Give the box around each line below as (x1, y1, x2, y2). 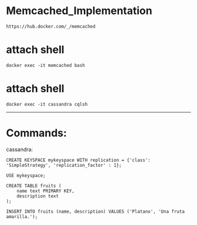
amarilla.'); (6, 213, 38, 220)
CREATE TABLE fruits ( (6, 183, 62, 189)
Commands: (6, 126, 67, 139)
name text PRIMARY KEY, (16, 188, 75, 194)
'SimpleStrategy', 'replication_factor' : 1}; (6, 162, 122, 168)
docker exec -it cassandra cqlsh (6, 101, 88, 107)
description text (16, 193, 59, 199)
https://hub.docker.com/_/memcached (6, 23, 96, 29)
